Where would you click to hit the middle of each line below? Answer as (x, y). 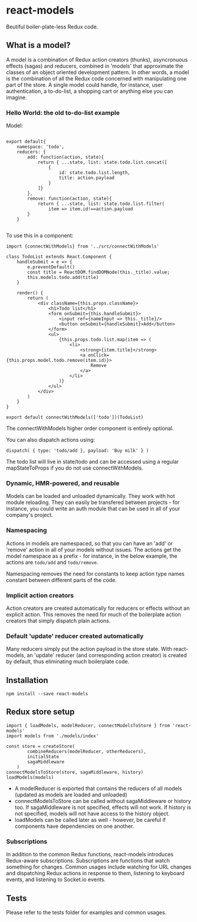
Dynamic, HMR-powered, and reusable (63, 483)
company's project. (29, 515)
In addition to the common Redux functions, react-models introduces (90, 854)
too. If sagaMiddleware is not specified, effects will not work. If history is (103, 807)
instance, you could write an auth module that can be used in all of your (93, 509)
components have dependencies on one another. (74, 826)
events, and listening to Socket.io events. (56, 879)
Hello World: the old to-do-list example (63, 113)
